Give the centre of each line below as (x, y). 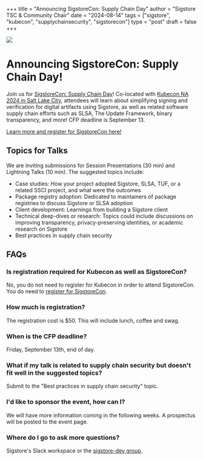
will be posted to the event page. (47, 422)
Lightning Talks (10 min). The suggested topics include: (75, 172)
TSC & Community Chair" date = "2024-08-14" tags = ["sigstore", (88, 15)
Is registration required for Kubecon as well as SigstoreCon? (97, 272)
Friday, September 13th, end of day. (51, 350)
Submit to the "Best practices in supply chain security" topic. (82, 386)
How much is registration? (46, 307)
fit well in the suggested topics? (54, 372)
